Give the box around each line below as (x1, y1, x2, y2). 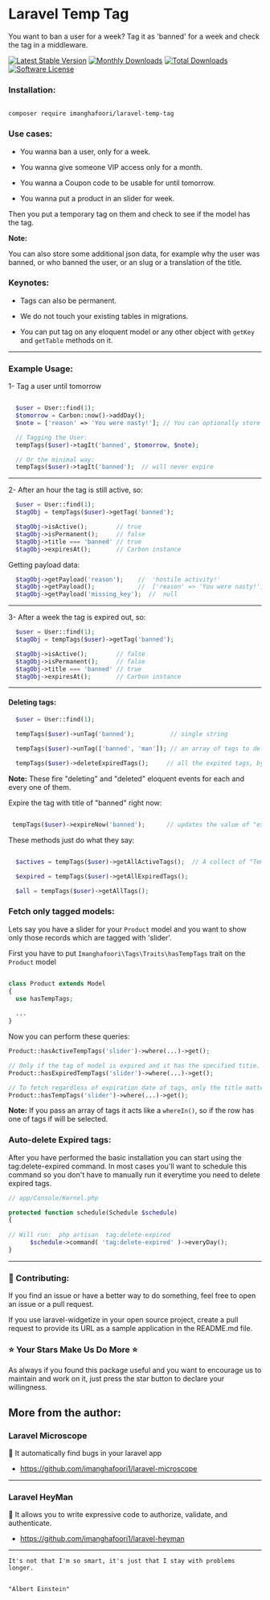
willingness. (8, 1383, 48, 1392)
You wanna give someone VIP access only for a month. (19, 162, 203, 172)
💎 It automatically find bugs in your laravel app (8, 1449, 162, 1458)
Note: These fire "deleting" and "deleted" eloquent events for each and (8, 774, 245, 783)
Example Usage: (8, 363, 74, 374)
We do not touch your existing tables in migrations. (19, 311, 189, 320)
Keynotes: (8, 277, 50, 288)
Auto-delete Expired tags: (8, 1135, 112, 1146)
